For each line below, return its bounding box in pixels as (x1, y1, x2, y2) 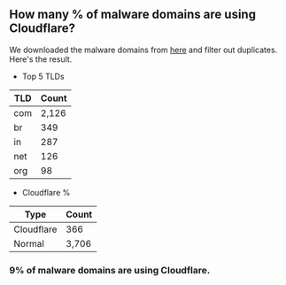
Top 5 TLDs (21, 71, 65, 81)
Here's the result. (9, 53, 73, 65)
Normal (13, 237, 44, 250)
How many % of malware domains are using (9, 7, 257, 22)
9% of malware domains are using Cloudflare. (9, 264, 211, 276)
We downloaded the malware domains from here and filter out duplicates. (9, 44, 278, 55)
